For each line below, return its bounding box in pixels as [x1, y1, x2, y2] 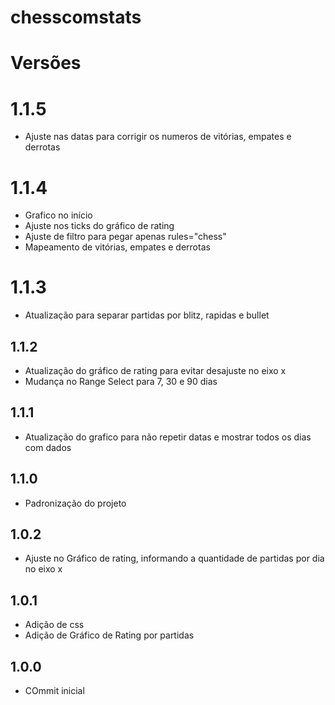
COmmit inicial [24, 685, 85, 697]
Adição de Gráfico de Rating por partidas [24, 629, 195, 641]
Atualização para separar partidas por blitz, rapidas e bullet [24, 309, 270, 321]
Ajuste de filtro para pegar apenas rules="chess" [24, 231, 227, 243]
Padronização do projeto [24, 497, 127, 509]
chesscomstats [10, 6, 142, 29]
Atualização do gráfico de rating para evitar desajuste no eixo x [24, 365, 287, 376]
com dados [24, 441, 72, 453]
